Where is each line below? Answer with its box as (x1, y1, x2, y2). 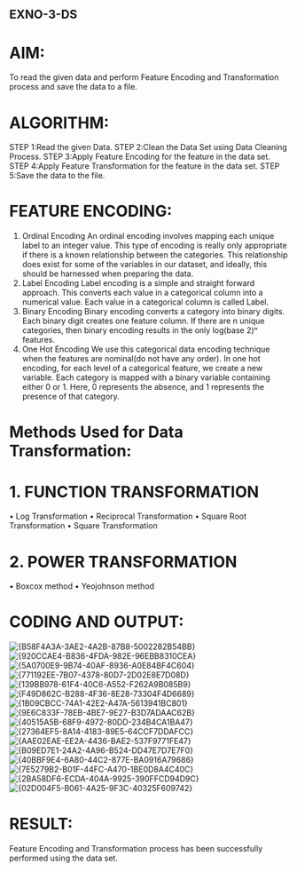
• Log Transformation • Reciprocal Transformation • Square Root (9, 511, 246, 522)
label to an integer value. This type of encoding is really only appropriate (21, 240, 287, 251)
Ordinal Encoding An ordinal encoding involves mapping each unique (21, 231, 275, 242)
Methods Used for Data (9, 422, 184, 442)
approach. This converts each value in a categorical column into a (21, 288, 263, 298)
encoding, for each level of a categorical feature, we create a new (21, 363, 263, 374)
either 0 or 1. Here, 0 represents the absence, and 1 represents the (21, 382, 264, 392)
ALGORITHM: (9, 113, 109, 132)
